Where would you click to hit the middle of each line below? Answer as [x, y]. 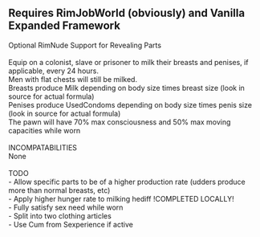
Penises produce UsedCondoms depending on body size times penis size [130, 104]
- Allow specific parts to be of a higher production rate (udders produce [127, 182]
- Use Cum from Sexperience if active [71, 224]
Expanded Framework [64, 26]
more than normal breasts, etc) [59, 190]
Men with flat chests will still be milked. [73, 79]
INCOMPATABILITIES [43, 147]
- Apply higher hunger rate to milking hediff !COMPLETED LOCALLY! [121, 198]
